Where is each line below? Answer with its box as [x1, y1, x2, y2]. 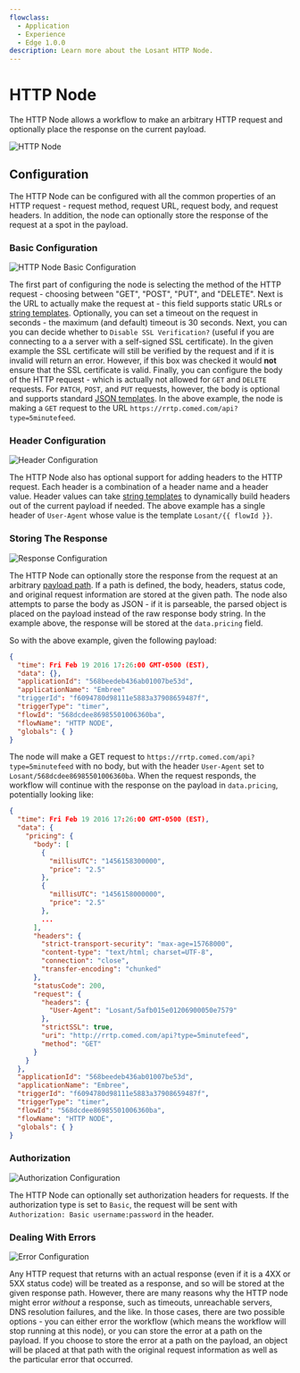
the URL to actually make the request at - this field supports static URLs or [9, 299, 283, 309]
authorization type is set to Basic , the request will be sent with [9, 1199, 238, 1209]
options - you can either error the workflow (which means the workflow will [9, 1316, 287, 1327]
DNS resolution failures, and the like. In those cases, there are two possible [9, 1306, 286, 1317]
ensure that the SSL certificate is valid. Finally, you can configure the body [9, 365, 283, 375]
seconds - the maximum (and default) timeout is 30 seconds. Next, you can [9, 317, 287, 328]
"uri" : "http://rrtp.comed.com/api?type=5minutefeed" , [41, 1032, 250, 1040]
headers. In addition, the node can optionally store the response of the [9, 209, 269, 220]
